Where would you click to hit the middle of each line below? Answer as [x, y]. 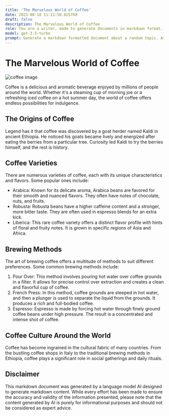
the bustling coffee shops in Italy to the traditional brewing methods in [78, 353]
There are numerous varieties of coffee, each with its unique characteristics [84, 175]
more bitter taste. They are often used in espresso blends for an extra [84, 212]
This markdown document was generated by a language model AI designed [83, 386]
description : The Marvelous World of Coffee [53, 24]
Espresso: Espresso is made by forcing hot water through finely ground [86, 309]
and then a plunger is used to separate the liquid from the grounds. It [84, 298]
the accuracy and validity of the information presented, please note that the [83, 397]
